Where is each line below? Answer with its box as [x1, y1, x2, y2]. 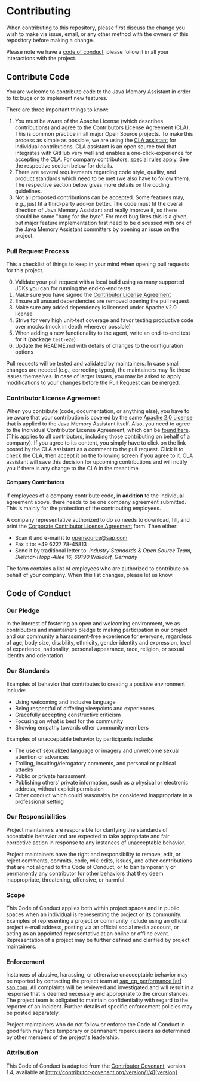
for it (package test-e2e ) [14, 336, 76, 343]
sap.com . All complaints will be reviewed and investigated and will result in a [6, 984, 194, 991]
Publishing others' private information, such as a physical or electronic [14, 779, 189, 786]
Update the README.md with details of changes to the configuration [14, 342, 184, 349]
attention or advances [14, 753, 69, 761]
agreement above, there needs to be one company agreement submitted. [6, 498, 186, 505]
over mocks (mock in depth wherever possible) [14, 323, 131, 330]
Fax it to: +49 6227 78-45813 [14, 540, 87, 548]
